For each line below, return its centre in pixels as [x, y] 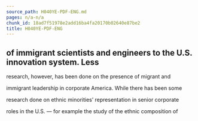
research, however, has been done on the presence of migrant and [89, 77]
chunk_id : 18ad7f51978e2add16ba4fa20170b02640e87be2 [73, 23]
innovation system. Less [53, 62]
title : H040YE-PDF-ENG [34, 28]
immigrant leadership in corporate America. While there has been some [94, 88]
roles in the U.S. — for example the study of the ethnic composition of [92, 111]
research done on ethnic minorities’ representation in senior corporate [93, 100]
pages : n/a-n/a [25, 17]
